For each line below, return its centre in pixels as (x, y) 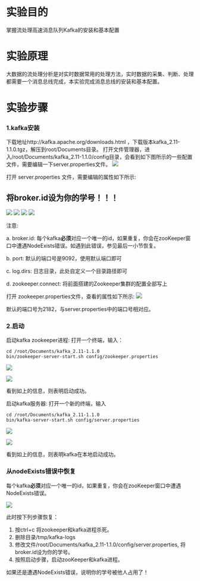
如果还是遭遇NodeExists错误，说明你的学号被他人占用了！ (77, 572)
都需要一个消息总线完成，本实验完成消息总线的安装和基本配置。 (84, 81)
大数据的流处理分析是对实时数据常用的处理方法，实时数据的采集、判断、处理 (100, 74)
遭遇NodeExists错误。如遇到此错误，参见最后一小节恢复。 (88, 246)
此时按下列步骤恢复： (32, 517)
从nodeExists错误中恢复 (41, 471)
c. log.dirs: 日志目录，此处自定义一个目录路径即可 (67, 271)
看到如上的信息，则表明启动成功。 (48, 391)
